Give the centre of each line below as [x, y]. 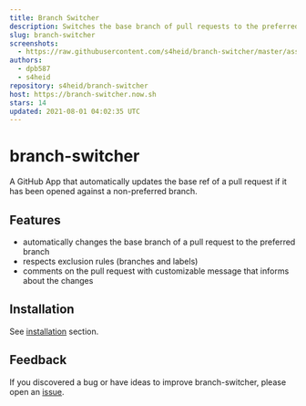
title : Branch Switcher [55, 18]
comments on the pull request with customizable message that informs [156, 271]
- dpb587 [34, 69]
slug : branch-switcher [52, 35]
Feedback [38, 360]
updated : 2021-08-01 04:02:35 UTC [75, 111]
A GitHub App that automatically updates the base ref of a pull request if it [148, 182]
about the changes [58, 281]
